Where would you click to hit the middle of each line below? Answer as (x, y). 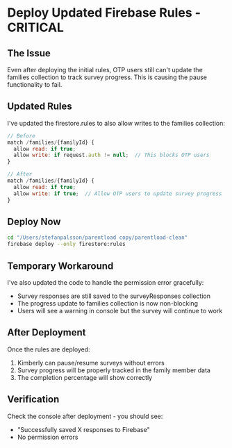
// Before (22, 136)
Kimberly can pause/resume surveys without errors (91, 363)
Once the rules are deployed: (49, 349)
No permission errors (48, 437)
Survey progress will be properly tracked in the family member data (114, 370)
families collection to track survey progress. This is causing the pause (107, 77)
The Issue (29, 53)
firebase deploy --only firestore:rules (67, 244)
